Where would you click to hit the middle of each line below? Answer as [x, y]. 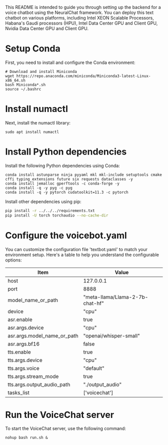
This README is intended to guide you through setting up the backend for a [83, 7]
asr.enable [20, 319]
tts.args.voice [23, 368]
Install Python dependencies [66, 152]
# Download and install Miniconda [41, 71]
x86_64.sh [15, 80]
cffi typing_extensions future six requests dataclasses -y [69, 179]
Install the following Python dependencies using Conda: [62, 165]
